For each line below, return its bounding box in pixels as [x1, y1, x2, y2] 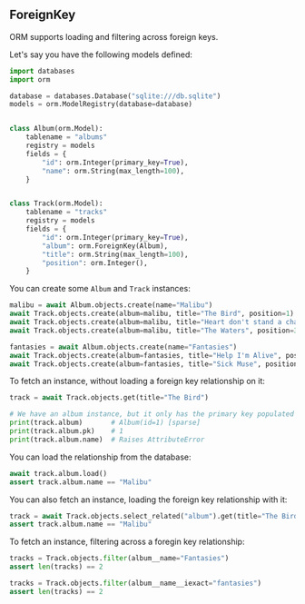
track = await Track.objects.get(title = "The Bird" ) [9, 393, 209, 402]
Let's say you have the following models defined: [9, 49, 193, 60]
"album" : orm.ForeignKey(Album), [42, 241, 169, 251]
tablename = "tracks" [25, 208, 107, 217]
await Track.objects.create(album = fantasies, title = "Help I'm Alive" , [9, 351, 282, 360]
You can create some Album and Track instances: [9, 283, 191, 294]
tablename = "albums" [25, 133, 107, 142]
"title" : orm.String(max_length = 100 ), [42, 250, 189, 259]
